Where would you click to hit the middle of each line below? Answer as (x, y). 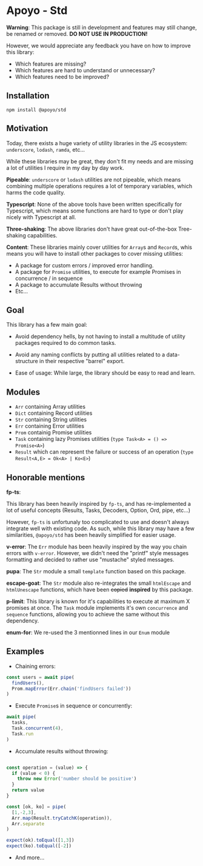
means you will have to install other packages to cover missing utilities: (95, 253)
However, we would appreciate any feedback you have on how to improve (98, 46)
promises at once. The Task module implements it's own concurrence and (97, 608)
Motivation (27, 128)
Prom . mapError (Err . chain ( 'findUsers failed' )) (72, 689)
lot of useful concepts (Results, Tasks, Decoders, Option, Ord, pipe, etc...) (98, 510)
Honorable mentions (46, 477)
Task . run (23, 734)
